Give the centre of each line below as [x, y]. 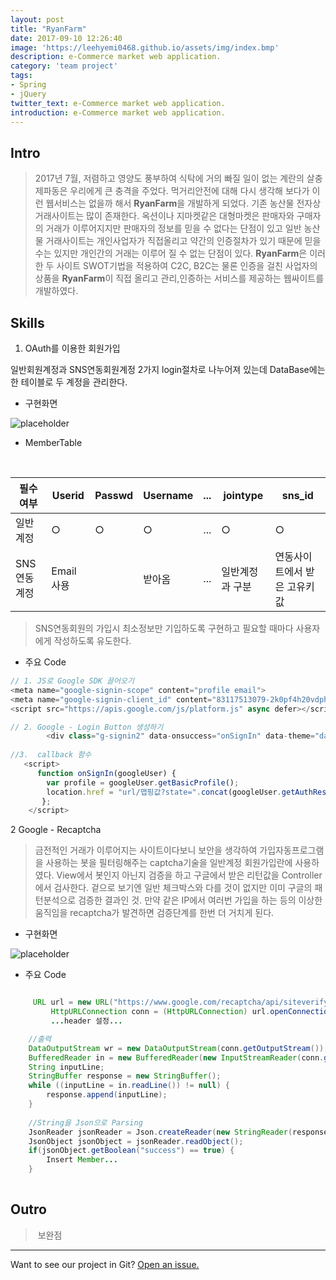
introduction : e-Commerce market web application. [118, 112]
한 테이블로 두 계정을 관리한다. [69, 382]
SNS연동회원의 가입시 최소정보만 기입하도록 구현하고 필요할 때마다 [164, 628]
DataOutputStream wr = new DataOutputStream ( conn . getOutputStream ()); [178, 1048]
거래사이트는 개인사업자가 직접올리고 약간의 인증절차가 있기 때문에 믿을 [183, 241]
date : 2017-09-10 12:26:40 [66, 38]
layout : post [37, 19]
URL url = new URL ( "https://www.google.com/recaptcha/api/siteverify [180, 1002]
